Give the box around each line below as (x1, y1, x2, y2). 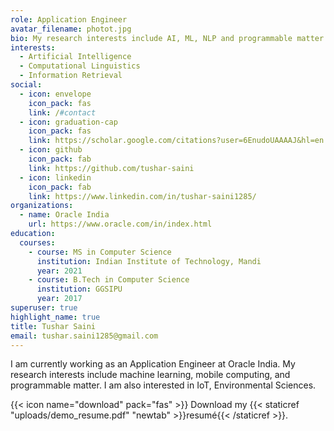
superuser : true (10, 303, 78, 313)
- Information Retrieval (19, 71, 123, 81)
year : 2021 (36, 266, 83, 276)
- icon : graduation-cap (19, 117, 118, 127)
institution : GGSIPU (36, 284, 123, 295)
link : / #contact (28, 107, 97, 118)
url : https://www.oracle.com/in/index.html (28, 219, 213, 230)
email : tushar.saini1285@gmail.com (10, 331, 159, 341)
